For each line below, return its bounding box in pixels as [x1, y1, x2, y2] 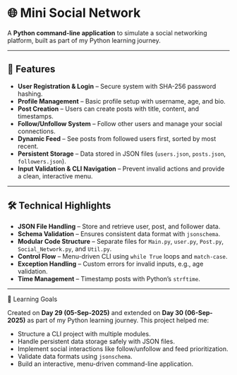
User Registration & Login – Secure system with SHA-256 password [17, 82, 217, 90]
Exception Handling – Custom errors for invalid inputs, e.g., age [17, 259, 204, 268]
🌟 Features [7, 63, 56, 75]
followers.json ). [17, 156, 67, 165]
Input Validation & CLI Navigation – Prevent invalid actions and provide [17, 164, 225, 173]
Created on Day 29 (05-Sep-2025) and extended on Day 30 [7, 308, 184, 316]
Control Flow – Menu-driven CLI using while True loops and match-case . [17, 252, 228, 260]
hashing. [17, 90, 43, 98]
